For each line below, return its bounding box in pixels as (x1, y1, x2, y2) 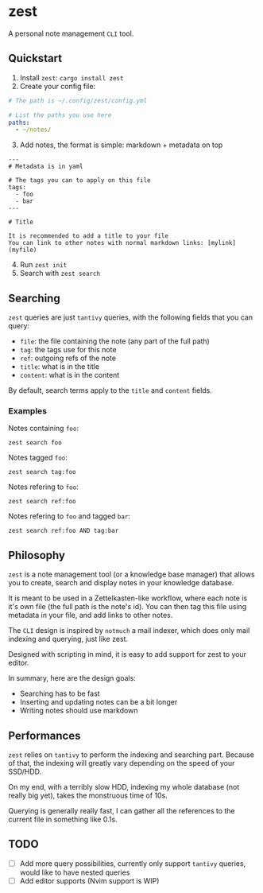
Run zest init (19, 260, 68, 270)
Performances (8, 728, 81, 742)
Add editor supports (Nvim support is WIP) (19, 876, 160, 885)
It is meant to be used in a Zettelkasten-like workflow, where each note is (8, 593, 248, 603)
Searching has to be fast (19, 689, 101, 698)
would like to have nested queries (19, 868, 130, 877)
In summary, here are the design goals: (8, 674, 137, 683)
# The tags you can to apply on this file (8, 177, 151, 184)
